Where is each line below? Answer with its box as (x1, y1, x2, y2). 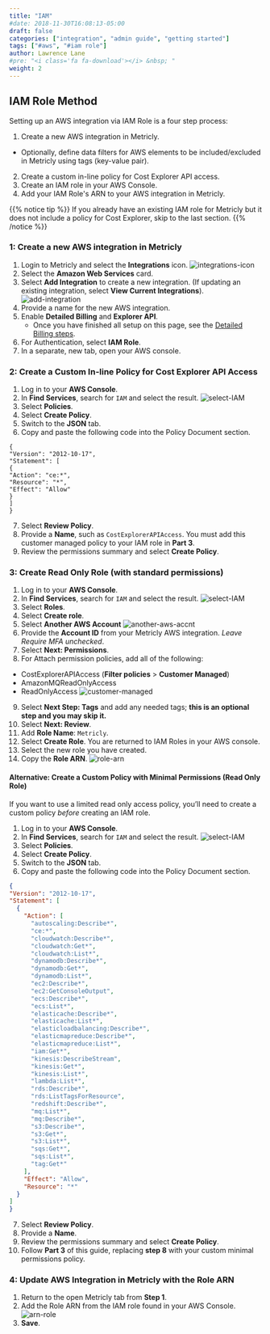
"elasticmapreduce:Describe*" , (30, 1032, 136, 1041)
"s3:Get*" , (30, 1129, 68, 1138)
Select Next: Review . (20, 720, 92, 729)
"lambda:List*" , (30, 1077, 85, 1086)
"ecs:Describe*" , (30, 994, 89, 1003)
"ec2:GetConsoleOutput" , (30, 987, 114, 995)
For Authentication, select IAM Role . (20, 337, 142, 347)
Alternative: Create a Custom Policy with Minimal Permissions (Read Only (9, 773, 261, 783)
